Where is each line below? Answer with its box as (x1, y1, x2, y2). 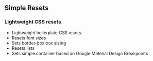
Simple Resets (4, 4, 49, 12)
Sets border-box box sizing (11, 40, 66, 46)
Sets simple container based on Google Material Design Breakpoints (11, 50, 149, 56)
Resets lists (11, 45, 35, 51)
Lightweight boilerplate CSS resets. (11, 29, 83, 36)
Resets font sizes (11, 35, 46, 41)
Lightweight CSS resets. (4, 19, 63, 25)
